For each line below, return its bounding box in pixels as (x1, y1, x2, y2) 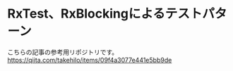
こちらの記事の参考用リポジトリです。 (7, 48, 119, 56)
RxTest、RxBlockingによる (7, 6, 166, 22)
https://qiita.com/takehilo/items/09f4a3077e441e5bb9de (7, 56, 172, 64)
